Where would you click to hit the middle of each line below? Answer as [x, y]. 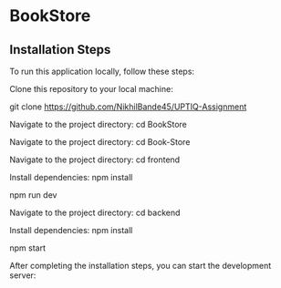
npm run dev [33, 195]
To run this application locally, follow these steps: [102, 71]
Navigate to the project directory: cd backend [95, 212]
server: [23, 275]
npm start [28, 248]
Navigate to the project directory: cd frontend [95, 159]
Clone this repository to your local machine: [91, 89]
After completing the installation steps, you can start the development [140, 266]
